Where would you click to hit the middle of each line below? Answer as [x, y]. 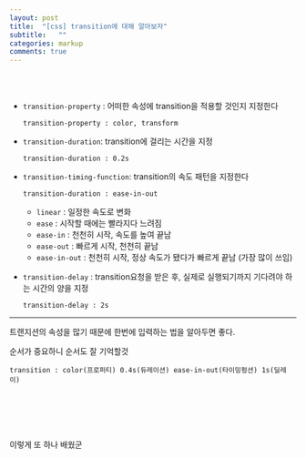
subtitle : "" [38, 35]
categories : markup [46, 43]
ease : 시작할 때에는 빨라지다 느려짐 [99, 223]
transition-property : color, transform [100, 124]
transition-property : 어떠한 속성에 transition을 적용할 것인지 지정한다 [150, 107]
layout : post [34, 18]
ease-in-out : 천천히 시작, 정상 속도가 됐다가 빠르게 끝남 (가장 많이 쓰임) [164, 258]
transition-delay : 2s [66, 306]
